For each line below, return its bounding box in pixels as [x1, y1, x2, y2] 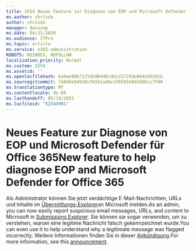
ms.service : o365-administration [6, 47, 87, 53]
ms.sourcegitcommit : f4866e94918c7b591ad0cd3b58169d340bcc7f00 [6, 79, 163, 85]
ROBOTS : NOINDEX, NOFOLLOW [6, 52, 72, 58]
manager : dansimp [6, 25, 48, 31]
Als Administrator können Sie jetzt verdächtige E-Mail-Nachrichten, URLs [6, 195, 182, 202]
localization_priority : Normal [6, 57, 82, 63]
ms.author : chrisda [6, 14, 54, 20]
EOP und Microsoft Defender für [6, 138, 165, 152]
